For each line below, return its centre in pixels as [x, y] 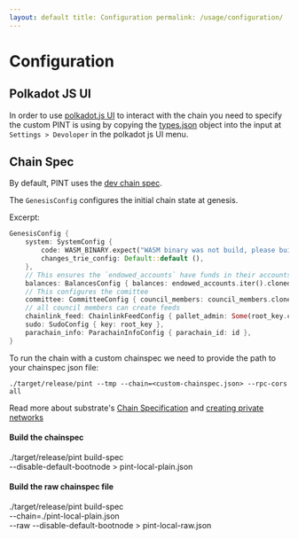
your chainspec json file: [54, 367]
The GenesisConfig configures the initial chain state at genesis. [124, 200]
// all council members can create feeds [102, 308]
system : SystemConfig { [69, 242]
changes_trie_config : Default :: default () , [122, 259]
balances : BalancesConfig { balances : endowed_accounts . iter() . [146, 283]
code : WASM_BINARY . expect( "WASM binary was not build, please [158, 250]
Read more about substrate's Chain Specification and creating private [137, 408]
